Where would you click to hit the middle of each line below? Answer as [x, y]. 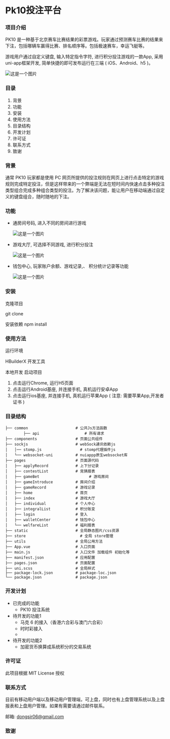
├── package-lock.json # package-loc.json [61, 573]
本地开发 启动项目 [24, 372]
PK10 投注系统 [35, 609]
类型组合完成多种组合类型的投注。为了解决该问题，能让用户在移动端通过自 [83, 190]
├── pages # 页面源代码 [52, 461]
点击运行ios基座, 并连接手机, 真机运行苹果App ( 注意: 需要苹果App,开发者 [88, 395]
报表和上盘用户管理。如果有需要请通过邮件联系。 [56, 706]
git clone [14, 313]
